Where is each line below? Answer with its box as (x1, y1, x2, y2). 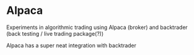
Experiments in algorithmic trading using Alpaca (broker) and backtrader (6, 24, 188, 31)
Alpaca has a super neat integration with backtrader (6, 42, 137, 49)
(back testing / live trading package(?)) (6, 30, 104, 37)
